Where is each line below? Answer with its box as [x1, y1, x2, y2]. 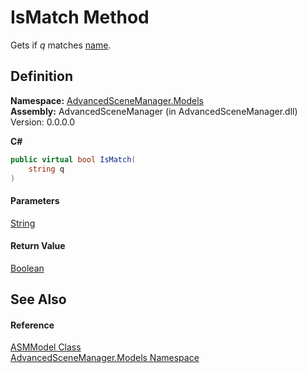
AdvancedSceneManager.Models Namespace [10, 352, 200, 364]
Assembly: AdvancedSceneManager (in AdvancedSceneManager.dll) [10, 105, 298, 117]
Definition [10, 68, 73, 85]
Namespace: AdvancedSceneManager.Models [10, 94, 204, 106]
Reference [10, 319, 55, 331]
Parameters [10, 194, 60, 206]
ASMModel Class [10, 341, 82, 353]
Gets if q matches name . [10, 39, 112, 51]
